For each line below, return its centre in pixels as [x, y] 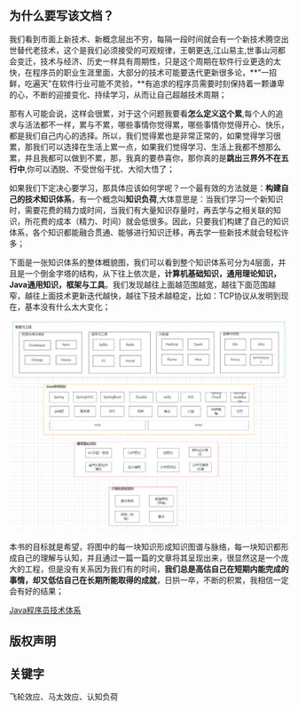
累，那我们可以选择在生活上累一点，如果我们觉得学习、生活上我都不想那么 [145, 147]
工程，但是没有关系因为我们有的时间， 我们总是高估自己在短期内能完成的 [157, 569]
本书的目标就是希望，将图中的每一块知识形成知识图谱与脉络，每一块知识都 [145, 547]
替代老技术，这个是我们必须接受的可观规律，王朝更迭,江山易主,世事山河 [147, 50]
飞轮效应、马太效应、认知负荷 [63, 697]
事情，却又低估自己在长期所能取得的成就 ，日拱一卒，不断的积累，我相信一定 [149, 580]
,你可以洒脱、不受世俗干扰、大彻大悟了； [100, 169]
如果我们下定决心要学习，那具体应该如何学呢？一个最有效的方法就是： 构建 [145, 187]
